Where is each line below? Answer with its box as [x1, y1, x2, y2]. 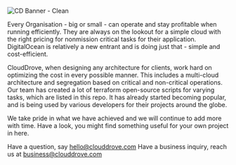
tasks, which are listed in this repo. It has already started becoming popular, [7, 93, 227, 101]
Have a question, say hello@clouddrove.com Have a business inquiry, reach [7, 143, 227, 150]
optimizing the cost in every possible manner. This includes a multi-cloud [7, 71, 219, 79]
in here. [7, 129, 29, 137]
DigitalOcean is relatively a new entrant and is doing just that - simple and [7, 43, 221, 50]
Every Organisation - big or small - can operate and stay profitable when [7, 20, 217, 28]
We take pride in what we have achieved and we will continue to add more [7, 114, 222, 122]
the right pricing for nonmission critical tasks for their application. [7, 35, 197, 43]
